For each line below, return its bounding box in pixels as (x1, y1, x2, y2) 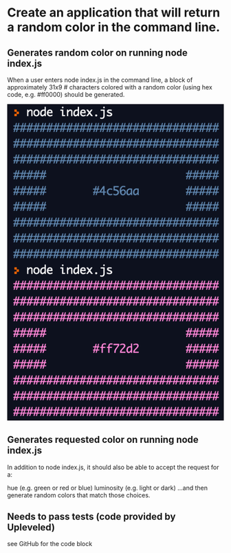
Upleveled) (7, 521, 55, 533)
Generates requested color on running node (7, 434, 199, 446)
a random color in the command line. (7, 19, 221, 35)
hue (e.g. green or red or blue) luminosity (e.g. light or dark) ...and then (7, 484, 208, 492)
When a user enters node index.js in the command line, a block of (7, 76, 193, 84)
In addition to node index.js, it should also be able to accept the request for (7, 463, 219, 471)
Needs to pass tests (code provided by (7, 510, 176, 522)
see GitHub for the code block (7, 540, 93, 548)
